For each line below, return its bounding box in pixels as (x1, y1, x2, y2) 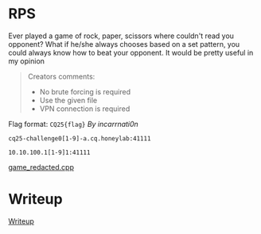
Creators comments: (27, 71, 95, 81)
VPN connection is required (39, 104, 130, 113)
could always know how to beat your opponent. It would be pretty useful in (8, 48, 254, 57)
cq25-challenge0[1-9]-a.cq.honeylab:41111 (8, 134, 151, 143)
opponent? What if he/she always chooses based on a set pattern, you (8, 39, 240, 48)
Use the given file (39, 95, 98, 105)
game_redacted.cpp (8, 162, 74, 171)
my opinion (8, 56, 45, 66)
